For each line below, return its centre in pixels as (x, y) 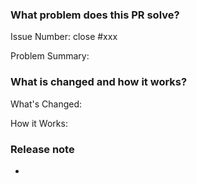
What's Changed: (46, 104)
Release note (42, 149)
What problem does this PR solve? (95, 15)
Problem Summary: (50, 56)
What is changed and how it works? (99, 82)
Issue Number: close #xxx (64, 37)
